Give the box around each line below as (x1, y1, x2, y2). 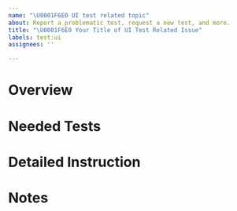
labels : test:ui (8, 33, 61, 42)
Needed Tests (8, 117, 101, 135)
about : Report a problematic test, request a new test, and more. (8, 19, 231, 27)
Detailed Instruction (8, 153, 141, 171)
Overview (8, 82, 73, 99)
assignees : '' (8, 41, 55, 49)
